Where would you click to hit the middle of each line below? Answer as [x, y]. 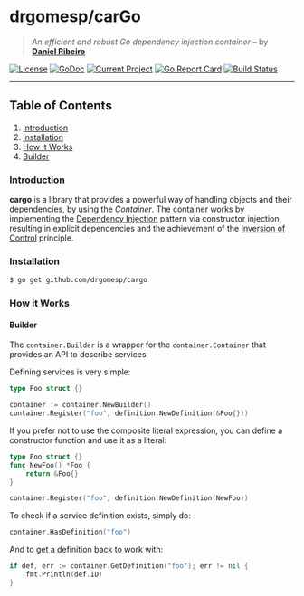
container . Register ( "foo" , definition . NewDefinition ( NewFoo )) [129, 498]
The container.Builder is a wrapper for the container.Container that [138, 345]
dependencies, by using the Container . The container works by [127, 209]
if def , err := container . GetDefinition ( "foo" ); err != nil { [129, 566]
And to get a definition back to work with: [86, 550]
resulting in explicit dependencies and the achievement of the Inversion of [147, 229]
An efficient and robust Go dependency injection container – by [150, 42]
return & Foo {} [52, 473]
